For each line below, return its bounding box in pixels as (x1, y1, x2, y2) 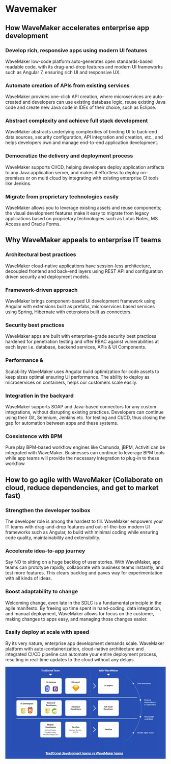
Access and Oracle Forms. (5, 221, 61, 227)
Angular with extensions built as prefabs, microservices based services (5, 304, 155, 310)
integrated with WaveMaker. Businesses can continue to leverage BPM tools (5, 450, 165, 456)
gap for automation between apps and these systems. (5, 420, 119, 426)
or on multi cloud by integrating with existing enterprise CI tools (25, 175, 159, 181)
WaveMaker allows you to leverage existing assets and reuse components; (5, 205, 162, 211)
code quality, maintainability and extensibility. (5, 535, 101, 541)
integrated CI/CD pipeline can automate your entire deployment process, (5, 651, 158, 657)
